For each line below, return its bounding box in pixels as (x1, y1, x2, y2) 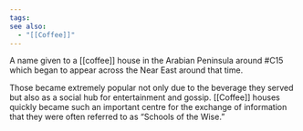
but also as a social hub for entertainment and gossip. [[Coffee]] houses (9, 92, 280, 103)
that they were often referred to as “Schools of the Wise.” (9, 111, 225, 123)
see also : (9, 22, 47, 31)
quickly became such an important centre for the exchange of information (9, 102, 287, 113)
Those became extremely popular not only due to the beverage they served (9, 83, 294, 94)
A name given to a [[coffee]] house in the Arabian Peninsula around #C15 (9, 55, 284, 66)
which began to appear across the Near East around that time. (9, 65, 244, 76)
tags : (9, 13, 30, 23)
